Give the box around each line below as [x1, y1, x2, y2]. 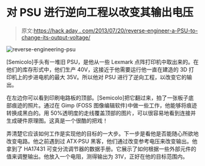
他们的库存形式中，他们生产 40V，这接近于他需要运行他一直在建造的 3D [6, 65, 188, 73]
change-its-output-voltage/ [21, 34, 90, 41]
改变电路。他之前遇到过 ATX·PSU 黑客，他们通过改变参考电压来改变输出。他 [6, 137, 198, 145]
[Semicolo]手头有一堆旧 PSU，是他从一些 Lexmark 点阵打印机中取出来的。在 [6, 58, 199, 65]
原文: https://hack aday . [21, 27, 81, 34]
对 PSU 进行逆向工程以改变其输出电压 [6, 5, 194, 20]
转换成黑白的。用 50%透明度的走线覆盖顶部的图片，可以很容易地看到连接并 [6, 109, 196, 117]
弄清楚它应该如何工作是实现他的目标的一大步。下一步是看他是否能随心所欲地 [6, 129, 199, 137]
